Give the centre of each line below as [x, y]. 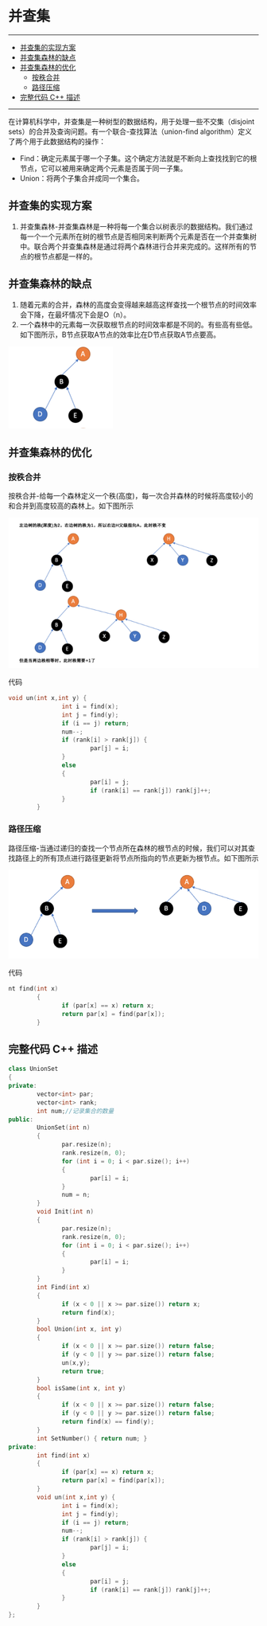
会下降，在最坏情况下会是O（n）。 [75, 315]
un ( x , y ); [76, 1362]
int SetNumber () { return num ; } [92, 1438]
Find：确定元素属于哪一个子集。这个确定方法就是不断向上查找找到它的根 [138, 158]
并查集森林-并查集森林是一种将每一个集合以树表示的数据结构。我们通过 [136, 226]
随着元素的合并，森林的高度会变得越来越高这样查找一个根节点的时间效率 [138, 304]
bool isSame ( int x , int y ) [81, 1388]
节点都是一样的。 [69, 256]
